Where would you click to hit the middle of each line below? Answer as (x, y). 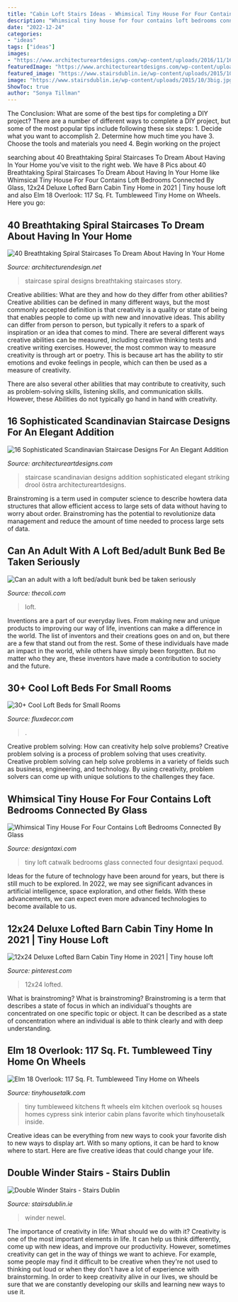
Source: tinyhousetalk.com (46, 1092)
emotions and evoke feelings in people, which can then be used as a (107, 362)
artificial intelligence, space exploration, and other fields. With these (107, 891)
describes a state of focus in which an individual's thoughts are (100, 1006)
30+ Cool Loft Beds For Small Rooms (90, 688)
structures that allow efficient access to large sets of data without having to (117, 506)
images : (19, 54)
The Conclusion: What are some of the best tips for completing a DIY (108, 114)
